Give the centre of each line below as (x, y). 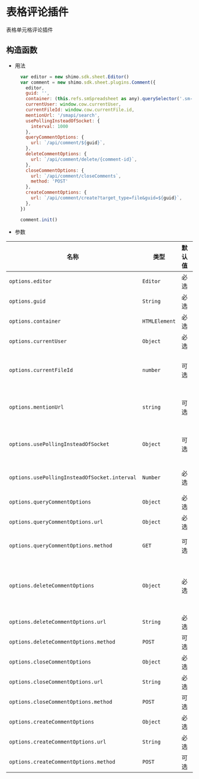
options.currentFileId (41, 370)
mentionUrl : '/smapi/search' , (63, 115)
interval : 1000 (49, 126)
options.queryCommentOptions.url (56, 522)
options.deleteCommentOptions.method (62, 642)
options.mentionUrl (36, 407)
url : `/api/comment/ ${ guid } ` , (68, 143)
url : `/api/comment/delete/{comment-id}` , (84, 159)
